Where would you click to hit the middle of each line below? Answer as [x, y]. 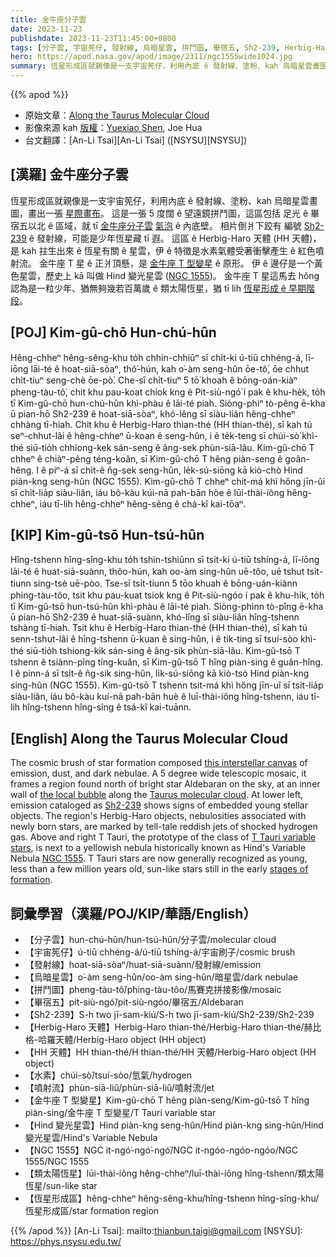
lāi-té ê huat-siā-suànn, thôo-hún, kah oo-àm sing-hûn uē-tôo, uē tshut [157, 572]
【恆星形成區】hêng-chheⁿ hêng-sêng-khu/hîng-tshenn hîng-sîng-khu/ [172, 1198]
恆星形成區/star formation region [92, 1211]
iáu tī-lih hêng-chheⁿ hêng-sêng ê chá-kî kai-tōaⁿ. [143, 503]
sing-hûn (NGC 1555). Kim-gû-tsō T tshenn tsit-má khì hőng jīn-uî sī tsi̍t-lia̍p [167, 685]
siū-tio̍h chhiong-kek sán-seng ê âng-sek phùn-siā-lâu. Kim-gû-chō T [170, 447]
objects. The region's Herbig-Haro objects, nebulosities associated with [158, 816]
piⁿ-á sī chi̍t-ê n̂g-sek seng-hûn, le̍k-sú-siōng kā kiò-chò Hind [175, 470]
